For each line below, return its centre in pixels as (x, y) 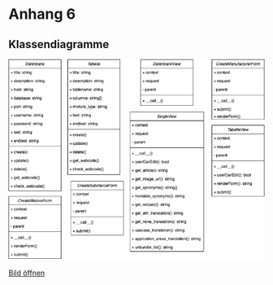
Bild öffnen (27, 273)
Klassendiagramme (59, 44)
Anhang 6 (42, 14)
